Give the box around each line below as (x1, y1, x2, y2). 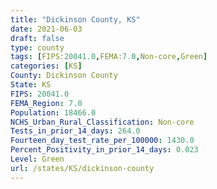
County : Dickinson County (10, 71, 118, 81)
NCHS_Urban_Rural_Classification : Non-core (10, 117, 195, 127)
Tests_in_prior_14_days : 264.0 (10, 126, 141, 136)
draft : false (10, 33, 65, 43)
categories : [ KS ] (10, 61, 83, 71)
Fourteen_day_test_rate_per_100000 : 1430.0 (10, 136, 195, 146)
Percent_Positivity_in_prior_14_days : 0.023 (10, 145, 199, 155)
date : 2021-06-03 (10, 24, 83, 34)
